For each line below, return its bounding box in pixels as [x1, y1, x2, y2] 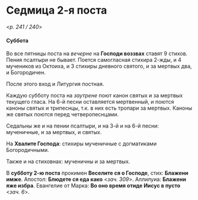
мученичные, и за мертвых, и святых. [6, 129, 102, 136]
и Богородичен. [6, 69, 46, 76]
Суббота [6, 37, 28, 44]
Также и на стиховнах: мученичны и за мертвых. [6, 158, 130, 165]
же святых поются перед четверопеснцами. [6, 111, 119, 118]
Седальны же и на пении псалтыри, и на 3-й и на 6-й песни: [6, 122, 159, 129]
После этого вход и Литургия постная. [6, 81, 104, 88]
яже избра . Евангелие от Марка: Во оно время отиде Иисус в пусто [6, 182, 181, 189]
